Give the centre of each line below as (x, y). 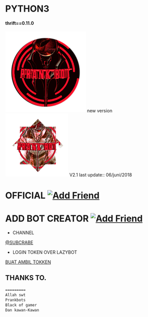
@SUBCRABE (19, 242)
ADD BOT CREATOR (47, 218)
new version (99, 111)
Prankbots (16, 300)
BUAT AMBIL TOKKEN (28, 262)
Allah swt (16, 295)
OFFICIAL (25, 195)
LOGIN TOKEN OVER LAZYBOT (45, 252)
